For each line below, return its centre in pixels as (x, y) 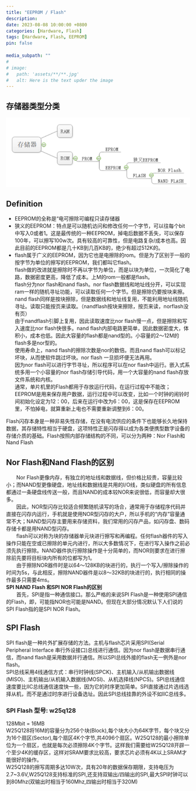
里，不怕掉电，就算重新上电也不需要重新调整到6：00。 (81, 409)
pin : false (19, 43)
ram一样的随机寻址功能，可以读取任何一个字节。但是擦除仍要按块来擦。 (101, 292)
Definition (24, 204)
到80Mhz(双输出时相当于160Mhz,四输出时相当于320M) (72, 782)
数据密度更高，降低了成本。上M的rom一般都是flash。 (89, 277)
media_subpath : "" (28, 56)
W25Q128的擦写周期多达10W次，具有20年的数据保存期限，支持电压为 (90, 767)
